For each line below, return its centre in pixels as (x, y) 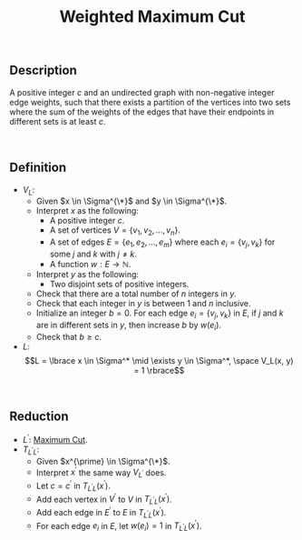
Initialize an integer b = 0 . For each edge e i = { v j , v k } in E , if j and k (160, 314)
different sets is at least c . (58, 121)
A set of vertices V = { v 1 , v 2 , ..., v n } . (115, 231)
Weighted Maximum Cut (152, 17)
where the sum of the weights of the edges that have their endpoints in (142, 112)
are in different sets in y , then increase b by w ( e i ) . (129, 326)
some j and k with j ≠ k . (93, 254)
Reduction (39, 416)
